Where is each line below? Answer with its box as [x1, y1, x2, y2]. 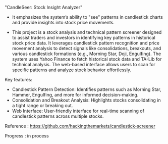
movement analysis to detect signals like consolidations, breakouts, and [12, 45, 161, 51]
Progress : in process [5, 133, 49, 138]
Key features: [5, 77, 32, 82]
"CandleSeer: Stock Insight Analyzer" [5, 5, 83, 10]
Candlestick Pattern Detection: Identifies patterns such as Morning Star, [12, 86, 162, 92]
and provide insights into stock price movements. [12, 20, 115, 25]
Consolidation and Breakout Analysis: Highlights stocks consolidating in [12, 97, 161, 103]
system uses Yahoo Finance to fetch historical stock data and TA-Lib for [12, 56, 162, 62]
